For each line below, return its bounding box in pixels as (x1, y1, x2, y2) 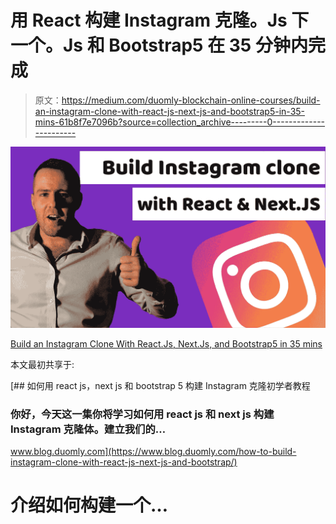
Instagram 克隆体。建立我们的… (10, 422, 167, 436)
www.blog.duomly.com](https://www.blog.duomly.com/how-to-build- (10, 446, 297, 458)
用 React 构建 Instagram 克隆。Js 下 (10, 9, 310, 32)
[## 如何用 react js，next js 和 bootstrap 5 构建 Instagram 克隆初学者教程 (10, 379, 311, 391)
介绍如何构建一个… (10, 494, 169, 517)
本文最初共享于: (10, 358, 75, 370)
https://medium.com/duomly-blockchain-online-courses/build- (61, 94, 321, 106)
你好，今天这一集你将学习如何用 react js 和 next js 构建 (10, 407, 275, 421)
